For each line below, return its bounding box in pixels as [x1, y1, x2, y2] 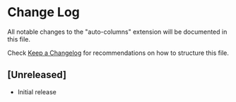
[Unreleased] [7, 69, 67, 81]
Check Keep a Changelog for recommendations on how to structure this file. [7, 49, 230, 57]
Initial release [17, 87, 57, 96]
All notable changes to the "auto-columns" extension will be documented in [7, 27, 228, 36]
